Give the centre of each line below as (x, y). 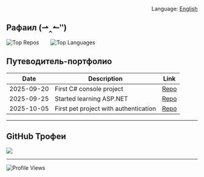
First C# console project (89, 88)
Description (105, 78)
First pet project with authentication (105, 109)
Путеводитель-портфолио (59, 62)
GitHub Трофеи (36, 137)
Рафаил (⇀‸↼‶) (37, 28)
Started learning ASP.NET (91, 98)
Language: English (175, 9)
